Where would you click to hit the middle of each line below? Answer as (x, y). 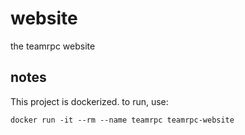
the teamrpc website (53, 46)
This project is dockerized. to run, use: (89, 101)
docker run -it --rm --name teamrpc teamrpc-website (122, 120)
